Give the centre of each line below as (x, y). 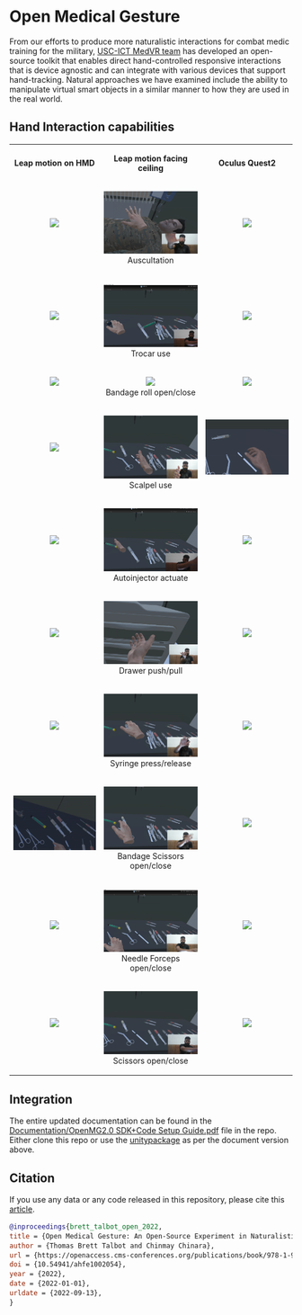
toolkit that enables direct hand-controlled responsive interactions (159, 60)
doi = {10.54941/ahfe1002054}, (68, 1265)
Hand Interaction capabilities (92, 127)
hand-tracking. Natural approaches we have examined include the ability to (148, 79)
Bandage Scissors (151, 855)
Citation (32, 1178)
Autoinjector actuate (151, 577)
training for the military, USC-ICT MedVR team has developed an (129, 50)
